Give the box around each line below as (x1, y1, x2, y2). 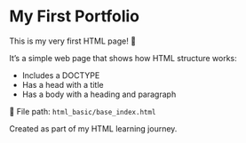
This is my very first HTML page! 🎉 (9, 36, 136, 46)
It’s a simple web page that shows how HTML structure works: (9, 52, 237, 63)
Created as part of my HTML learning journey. (9, 123, 178, 134)
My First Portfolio (9, 6, 140, 27)
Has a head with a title (21, 79, 104, 90)
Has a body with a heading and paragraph (21, 89, 177, 99)
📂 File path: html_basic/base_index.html (9, 106, 156, 116)
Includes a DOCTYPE (21, 69, 100, 81)
